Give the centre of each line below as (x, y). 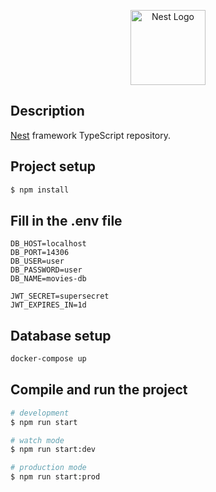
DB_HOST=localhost (48, 244)
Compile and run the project (99, 390)
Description (47, 111)
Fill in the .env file (66, 220)
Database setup (61, 335)
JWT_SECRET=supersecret (60, 296)
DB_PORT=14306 (40, 253)
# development (40, 413)
